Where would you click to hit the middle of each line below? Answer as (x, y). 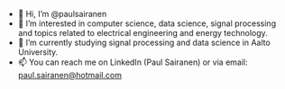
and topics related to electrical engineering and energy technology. (142, 33)
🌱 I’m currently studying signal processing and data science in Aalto (144, 42)
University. (38, 52)
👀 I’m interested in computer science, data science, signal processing (147, 23)
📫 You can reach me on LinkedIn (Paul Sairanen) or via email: (133, 62)
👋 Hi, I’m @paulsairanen (62, 14)
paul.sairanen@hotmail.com (69, 75)
